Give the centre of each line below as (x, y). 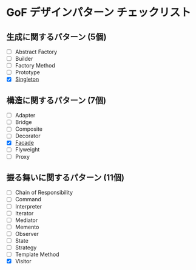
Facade (25, 143)
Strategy (26, 247)
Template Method (37, 254)
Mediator (26, 220)
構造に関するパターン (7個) (56, 100)
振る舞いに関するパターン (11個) (65, 177)
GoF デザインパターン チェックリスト (99, 12)
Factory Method (35, 66)
